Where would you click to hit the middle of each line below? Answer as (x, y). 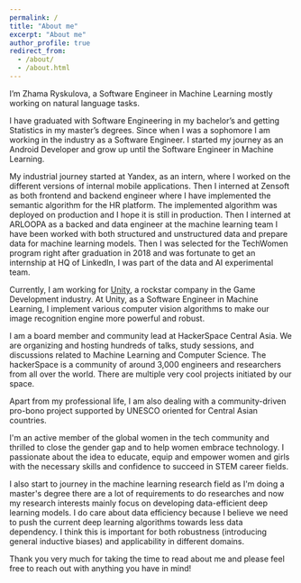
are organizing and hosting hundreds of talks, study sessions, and (132, 345)
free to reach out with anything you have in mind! (100, 568)
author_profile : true (50, 43)
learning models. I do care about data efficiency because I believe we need (149, 512)
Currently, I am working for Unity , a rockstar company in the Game (132, 289)
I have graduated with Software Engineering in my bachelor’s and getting (145, 120)
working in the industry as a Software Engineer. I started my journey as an (146, 140)
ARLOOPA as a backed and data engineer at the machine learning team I (143, 224)
